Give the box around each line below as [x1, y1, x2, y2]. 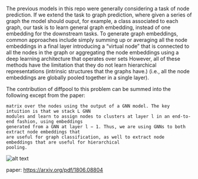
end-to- [172, 113, 192, 119]
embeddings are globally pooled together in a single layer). [6, 74, 149, 81]
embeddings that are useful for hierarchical [6, 139, 120, 145]
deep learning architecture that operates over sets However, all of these [6, 56, 181, 62]
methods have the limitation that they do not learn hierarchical [6, 61, 157, 69]
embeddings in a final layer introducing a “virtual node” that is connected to [6, 43, 190, 50]
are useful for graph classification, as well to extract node [6, 134, 165, 140]
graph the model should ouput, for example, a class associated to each [6, 18, 179, 24]
